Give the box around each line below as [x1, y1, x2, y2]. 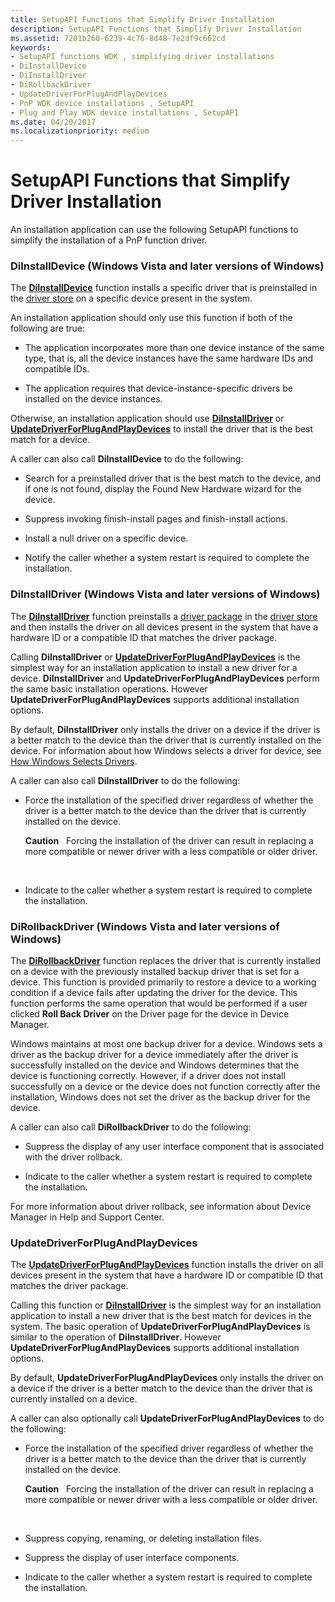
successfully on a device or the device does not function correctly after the [10, 1080, 321, 1092]
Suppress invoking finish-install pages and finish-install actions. [24, 513, 288, 525]
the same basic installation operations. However [10, 682, 208, 695]
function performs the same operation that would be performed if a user [10, 997, 308, 1009]
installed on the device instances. [24, 393, 163, 405]
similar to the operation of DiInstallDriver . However [10, 1331, 222, 1343]
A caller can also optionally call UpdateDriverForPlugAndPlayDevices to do [10, 1412, 325, 1425]
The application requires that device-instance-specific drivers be [24, 382, 294, 395]
